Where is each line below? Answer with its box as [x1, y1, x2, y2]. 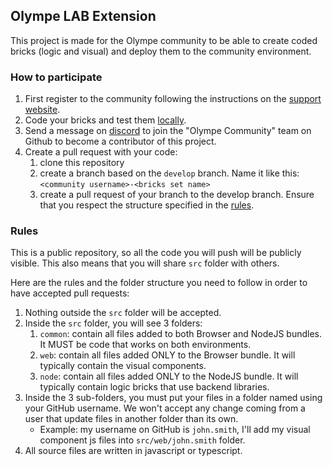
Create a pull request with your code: [24, 146, 178, 158]
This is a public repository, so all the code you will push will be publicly [10, 247, 302, 259]
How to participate [10, 70, 103, 84]
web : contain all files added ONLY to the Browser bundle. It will [39, 349, 296, 361]
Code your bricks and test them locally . [24, 114, 187, 126]
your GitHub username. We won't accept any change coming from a [24, 402, 306, 414]
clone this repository [39, 157, 125, 169]
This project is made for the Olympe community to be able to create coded [10, 34, 318, 46]
